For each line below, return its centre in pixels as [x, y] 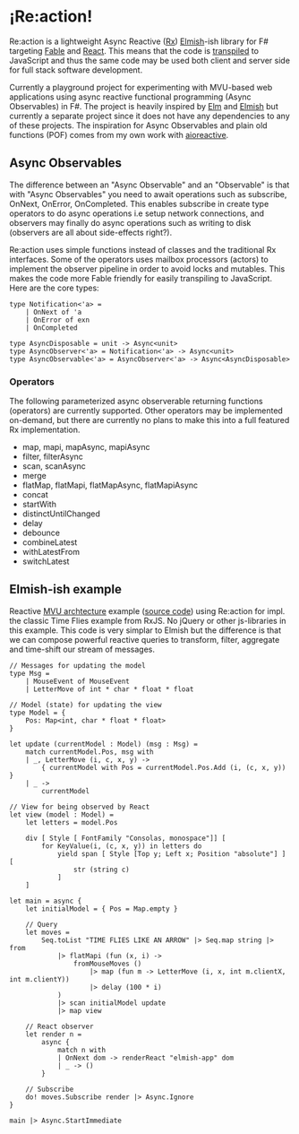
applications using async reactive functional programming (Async [131, 97]
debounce [41, 533]
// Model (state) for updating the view [86, 705]
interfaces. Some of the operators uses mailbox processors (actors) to [139, 259]
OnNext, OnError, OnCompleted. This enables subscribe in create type [139, 203]
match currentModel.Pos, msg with [90, 752]
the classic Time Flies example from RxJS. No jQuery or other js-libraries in [148, 620]
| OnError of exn [58, 320]
